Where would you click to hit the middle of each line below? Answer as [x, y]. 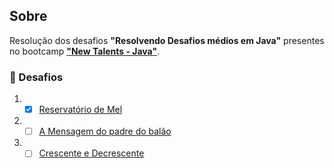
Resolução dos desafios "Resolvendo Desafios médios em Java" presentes [167, 40]
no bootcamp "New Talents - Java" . [85, 51]
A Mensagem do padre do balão [105, 131]
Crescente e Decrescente [91, 153]
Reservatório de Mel [80, 110]
